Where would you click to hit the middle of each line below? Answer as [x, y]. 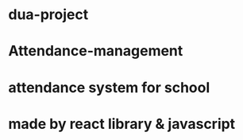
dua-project [48, 15]
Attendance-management [96, 51]
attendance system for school [109, 87]
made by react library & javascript [122, 124]
